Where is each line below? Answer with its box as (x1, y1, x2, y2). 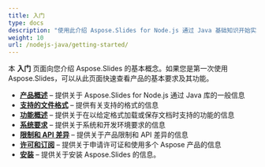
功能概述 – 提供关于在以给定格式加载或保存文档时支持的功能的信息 (19, 110, 235, 120)
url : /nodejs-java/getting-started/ (8, 41, 129, 49)
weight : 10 (8, 33, 44, 42)
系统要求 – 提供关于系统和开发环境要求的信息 (19, 120, 166, 130)
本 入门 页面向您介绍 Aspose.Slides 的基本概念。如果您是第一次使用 (8, 64, 229, 74)
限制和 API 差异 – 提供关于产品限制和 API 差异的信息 (19, 130, 189, 139)
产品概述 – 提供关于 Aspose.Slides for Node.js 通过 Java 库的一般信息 (19, 90, 246, 100)
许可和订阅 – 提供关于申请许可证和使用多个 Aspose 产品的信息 (19, 140, 222, 150)
